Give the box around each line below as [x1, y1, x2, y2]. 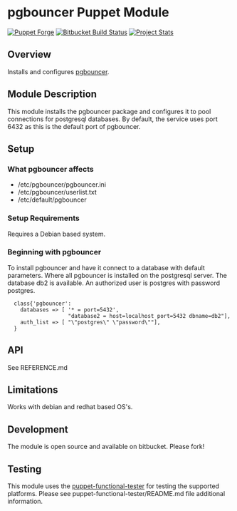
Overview [7, 48, 52, 61]
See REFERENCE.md [7, 363, 68, 371]
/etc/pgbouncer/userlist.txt [17, 188, 98, 197]
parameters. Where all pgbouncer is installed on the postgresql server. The [7, 271, 228, 279]
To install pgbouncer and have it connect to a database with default [7, 263, 205, 272]
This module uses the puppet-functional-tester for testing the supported [7, 482, 219, 490]
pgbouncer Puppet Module [7, 4, 169, 21]
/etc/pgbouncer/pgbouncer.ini [17, 180, 107, 189]
